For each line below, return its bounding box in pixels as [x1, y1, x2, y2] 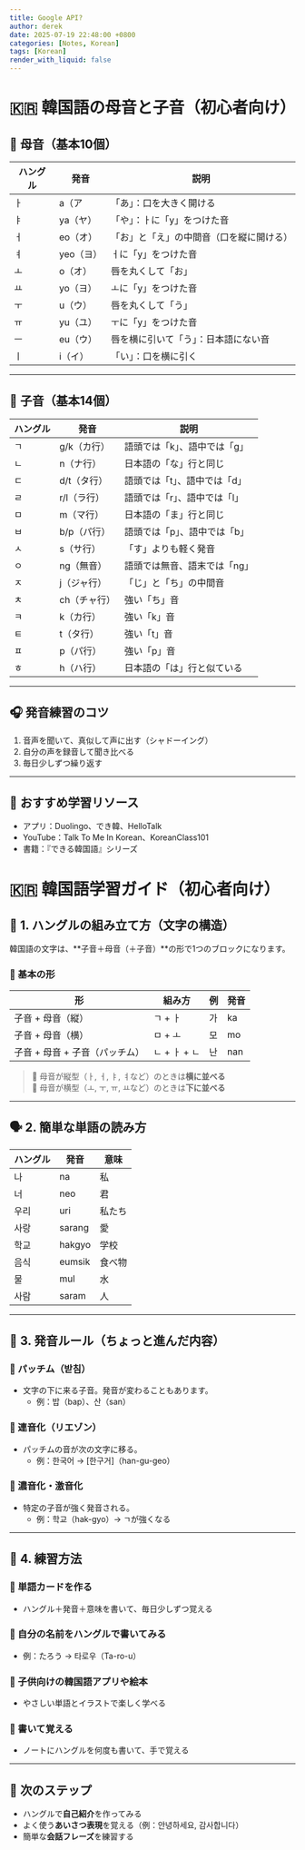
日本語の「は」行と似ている [123, 661, 243, 674]
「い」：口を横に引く [110, 351, 198, 362]
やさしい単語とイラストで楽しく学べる [22, 1697, 166, 1708]
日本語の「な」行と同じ [123, 457, 225, 470]
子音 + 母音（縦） [14, 1012, 89, 1024]
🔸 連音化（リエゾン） [9, 1421, 102, 1434]
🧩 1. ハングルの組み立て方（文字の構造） [9, 918, 235, 934]
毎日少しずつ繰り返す [22, 757, 103, 768]
